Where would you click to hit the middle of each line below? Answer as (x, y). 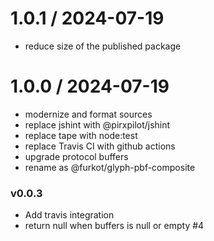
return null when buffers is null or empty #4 (114, 226)
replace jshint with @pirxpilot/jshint (97, 124)
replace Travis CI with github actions (100, 146)
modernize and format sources (88, 114)
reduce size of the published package (103, 46)
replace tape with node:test (81, 135)
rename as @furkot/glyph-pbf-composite (110, 167)
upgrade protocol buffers (76, 156)
